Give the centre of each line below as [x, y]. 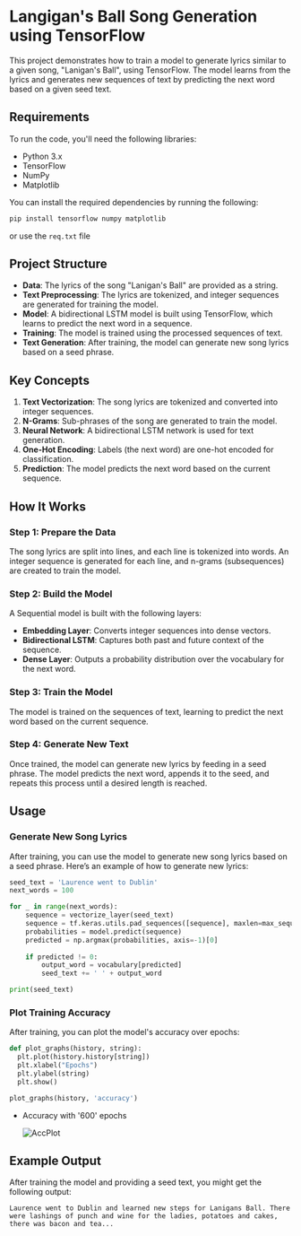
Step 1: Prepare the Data [63, 532]
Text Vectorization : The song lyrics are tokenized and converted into [150, 402]
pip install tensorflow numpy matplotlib [88, 218]
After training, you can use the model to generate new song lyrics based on [149, 856]
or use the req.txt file [50, 236]
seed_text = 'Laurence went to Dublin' [84, 882]
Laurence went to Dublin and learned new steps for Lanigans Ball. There [150, 1208]
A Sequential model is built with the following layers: [105, 614]
